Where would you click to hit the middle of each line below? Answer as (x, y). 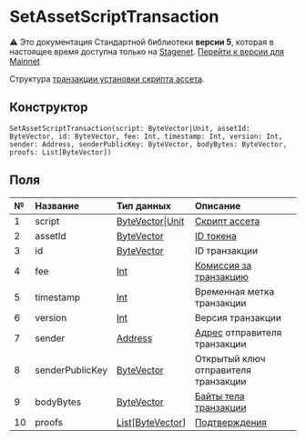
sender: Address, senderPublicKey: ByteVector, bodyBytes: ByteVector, (148, 144)
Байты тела (219, 395)
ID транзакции (226, 250)
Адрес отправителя (238, 332)
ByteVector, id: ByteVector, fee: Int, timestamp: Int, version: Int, (146, 136)
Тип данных (143, 205)
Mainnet (25, 61)
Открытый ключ (230, 358)
